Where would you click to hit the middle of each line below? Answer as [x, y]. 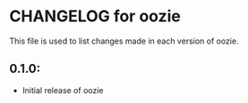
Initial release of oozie [63, 90]
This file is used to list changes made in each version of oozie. [124, 41]
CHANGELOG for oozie [95, 16]
